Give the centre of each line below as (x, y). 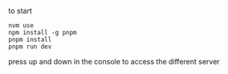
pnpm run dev (30, 47)
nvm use (21, 26)
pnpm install (30, 39)
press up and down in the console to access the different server (114, 62)
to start (20, 11)
